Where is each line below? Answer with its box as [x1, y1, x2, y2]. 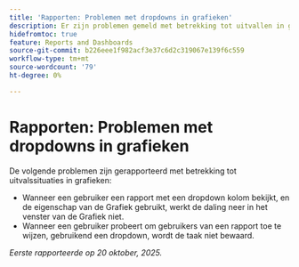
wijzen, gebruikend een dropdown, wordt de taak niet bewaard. [21, 230, 255, 240]
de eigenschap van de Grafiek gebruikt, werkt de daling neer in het [21, 201, 269, 212]
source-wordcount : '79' [9, 63, 98, 72]
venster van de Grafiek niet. [21, 211, 125, 222]
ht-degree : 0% [9, 71, 62, 80]
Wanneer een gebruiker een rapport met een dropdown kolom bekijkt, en [21, 192, 290, 203]
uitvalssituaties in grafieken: [9, 174, 112, 185]
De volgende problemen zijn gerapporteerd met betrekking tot [9, 166, 238, 176]
